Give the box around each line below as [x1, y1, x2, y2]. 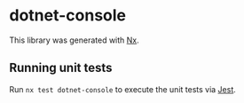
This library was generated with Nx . [9, 35, 139, 45]
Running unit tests [9, 60, 113, 75]
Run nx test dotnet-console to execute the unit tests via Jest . [9, 83, 237, 94]
